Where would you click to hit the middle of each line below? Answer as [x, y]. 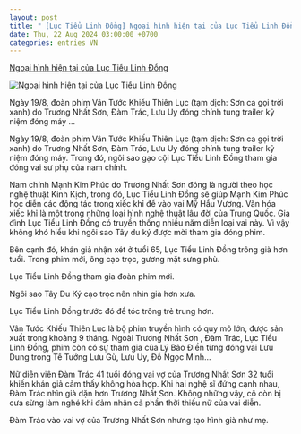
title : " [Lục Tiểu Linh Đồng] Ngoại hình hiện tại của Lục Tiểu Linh [144, 26]
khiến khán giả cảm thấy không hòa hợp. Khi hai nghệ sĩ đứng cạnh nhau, [145, 384]
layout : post [34, 17]
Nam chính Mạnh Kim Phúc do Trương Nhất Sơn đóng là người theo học [141, 185]
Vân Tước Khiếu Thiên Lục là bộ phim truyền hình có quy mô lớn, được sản [146, 328]
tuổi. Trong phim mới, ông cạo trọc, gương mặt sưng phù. [115, 260]
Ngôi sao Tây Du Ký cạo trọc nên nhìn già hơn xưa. [103, 294]
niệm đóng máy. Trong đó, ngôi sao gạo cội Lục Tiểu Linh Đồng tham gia [143, 158]
